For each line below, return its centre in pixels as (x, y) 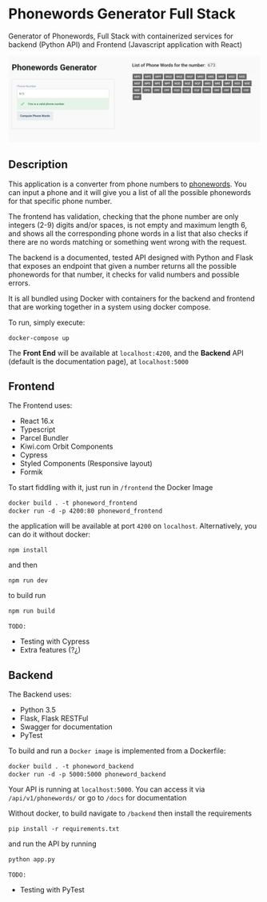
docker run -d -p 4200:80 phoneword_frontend (85, 511)
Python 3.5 (38, 710)
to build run (27, 596)
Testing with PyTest (52, 890)
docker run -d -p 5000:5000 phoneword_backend (87, 775)
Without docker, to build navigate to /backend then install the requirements (130, 813)
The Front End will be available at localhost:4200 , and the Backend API (126, 353)
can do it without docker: (49, 535)
